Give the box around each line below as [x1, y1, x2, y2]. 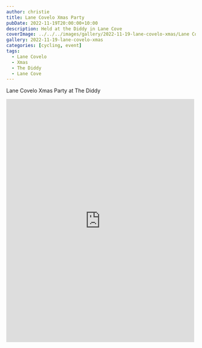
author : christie [6, 8, 50, 15]
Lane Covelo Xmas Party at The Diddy [6, 87, 101, 94]
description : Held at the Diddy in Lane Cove [6, 25, 122, 32]
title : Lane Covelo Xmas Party [6, 14, 85, 21]
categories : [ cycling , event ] [6, 43, 82, 49]
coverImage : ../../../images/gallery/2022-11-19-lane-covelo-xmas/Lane [6, 31, 189, 37]
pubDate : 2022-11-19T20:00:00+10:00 [6, 20, 98, 26]
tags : [6, 48, 20, 54]
